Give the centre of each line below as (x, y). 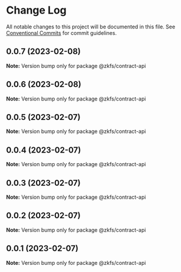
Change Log (36, 10)
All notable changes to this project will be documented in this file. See (91, 27)
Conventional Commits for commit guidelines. (61, 33)
